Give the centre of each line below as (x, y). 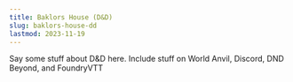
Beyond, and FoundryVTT (56, 68)
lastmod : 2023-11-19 (48, 34)
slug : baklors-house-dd (53, 26)
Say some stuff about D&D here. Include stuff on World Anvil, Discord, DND (146, 59)
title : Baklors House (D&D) (61, 17)
